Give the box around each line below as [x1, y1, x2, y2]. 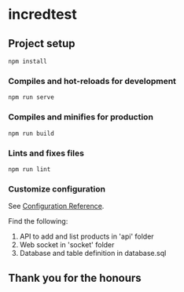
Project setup [8, 37, 76, 50]
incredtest [8, 5, 77, 24]
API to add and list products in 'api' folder [19, 232, 155, 241]
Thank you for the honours [8, 271, 142, 284]
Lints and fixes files [8, 148, 85, 159]
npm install [8, 57, 47, 65]
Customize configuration [8, 183, 106, 194]
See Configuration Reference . [8, 202, 105, 211]
